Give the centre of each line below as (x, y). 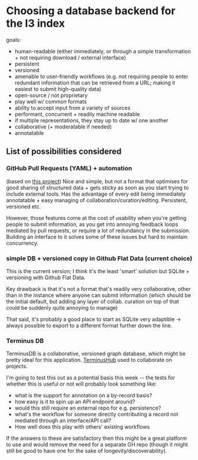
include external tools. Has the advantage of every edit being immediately (96, 194)
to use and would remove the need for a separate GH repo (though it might (97, 445)
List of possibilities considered (64, 152)
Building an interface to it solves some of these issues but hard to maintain (97, 237)
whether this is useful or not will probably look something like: (82, 384)
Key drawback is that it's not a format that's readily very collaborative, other (98, 289)
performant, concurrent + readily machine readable (77, 114)
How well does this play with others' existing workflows (82, 427)
